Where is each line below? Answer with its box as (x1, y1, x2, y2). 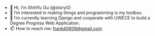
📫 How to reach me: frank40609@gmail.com (9, 26, 102, 31)
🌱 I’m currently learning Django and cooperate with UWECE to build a (9, 15, 150, 20)
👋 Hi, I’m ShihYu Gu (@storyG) (9, 5, 71, 10)
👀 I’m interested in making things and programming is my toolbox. (9, 10, 143, 16)
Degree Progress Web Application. (9, 20, 80, 26)
